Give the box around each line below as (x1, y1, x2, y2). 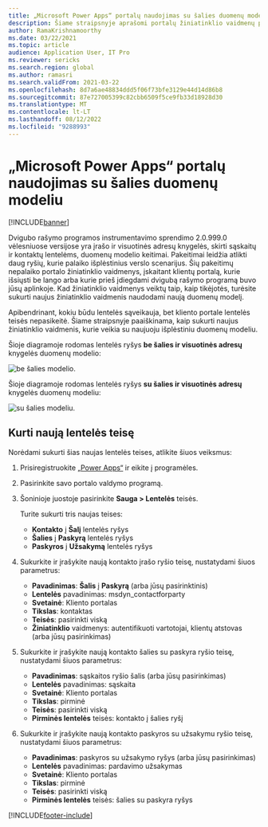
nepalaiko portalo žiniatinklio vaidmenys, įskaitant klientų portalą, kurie (8, 266, 241, 276)
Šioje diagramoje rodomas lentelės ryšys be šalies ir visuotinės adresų (8, 339, 243, 349)
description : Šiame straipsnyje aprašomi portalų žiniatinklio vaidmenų (8, 19, 255, 27)
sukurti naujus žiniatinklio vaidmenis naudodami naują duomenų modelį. (8, 292, 245, 301)
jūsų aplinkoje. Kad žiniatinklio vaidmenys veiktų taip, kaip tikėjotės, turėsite (8, 284, 257, 293)
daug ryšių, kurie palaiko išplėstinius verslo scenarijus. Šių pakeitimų (8, 258, 234, 268)
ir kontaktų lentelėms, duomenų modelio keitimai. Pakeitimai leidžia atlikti (8, 249, 247, 259)
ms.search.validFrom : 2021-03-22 (8, 78, 120, 86)
